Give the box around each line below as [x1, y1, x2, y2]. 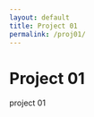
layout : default [9, 13, 70, 22]
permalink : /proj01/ [9, 29, 87, 38]
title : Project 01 [9, 21, 78, 30]
